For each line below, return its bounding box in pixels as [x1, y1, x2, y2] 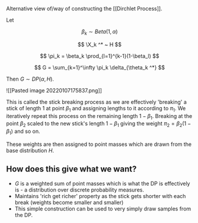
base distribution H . [6, 146, 55, 154]
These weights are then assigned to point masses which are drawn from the [6, 141, 192, 148]
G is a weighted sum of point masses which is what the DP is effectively [14, 180, 190, 187]
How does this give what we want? [6, 164, 137, 174]
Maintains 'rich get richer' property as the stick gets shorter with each [14, 192, 186, 199]
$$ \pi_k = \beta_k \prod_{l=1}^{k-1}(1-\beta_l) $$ [40, 52, 159, 59]
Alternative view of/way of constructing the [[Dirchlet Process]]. [6, 5, 162, 12]
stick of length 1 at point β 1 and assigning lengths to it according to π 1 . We [6, 104, 186, 113]
